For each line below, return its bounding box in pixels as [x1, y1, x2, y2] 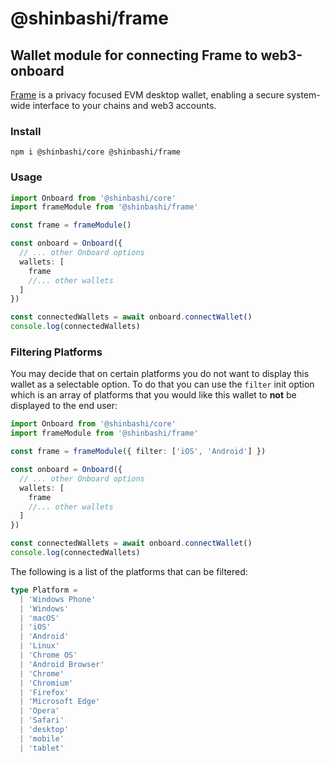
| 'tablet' [19, 743, 65, 753]
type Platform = [10, 585, 78, 595]
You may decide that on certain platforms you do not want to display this [10, 368, 310, 380]
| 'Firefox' [19, 687, 70, 697]
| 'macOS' [19, 613, 60, 623]
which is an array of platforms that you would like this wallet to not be [10, 389, 297, 401]
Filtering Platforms [10, 345, 103, 359]
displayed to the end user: [10, 400, 118, 412]
